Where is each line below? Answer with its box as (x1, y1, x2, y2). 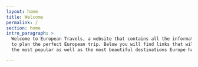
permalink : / (6, 19, 38, 25)
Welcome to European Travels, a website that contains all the (11, 36, 170, 42)
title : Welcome (6, 14, 44, 20)
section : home (6, 25, 41, 31)
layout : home (6, 8, 38, 15)
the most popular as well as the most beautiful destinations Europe (11, 47, 186, 53)
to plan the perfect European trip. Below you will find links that (11, 42, 183, 48)
